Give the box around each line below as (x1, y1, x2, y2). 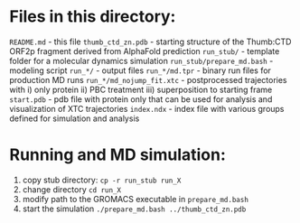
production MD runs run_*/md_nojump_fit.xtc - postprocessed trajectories (9, 74, 287, 85)
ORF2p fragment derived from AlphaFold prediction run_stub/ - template (9, 45, 280, 56)
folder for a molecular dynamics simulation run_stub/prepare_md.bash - (9, 55, 274, 66)
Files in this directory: (9, 6, 176, 27)
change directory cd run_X (22, 183, 122, 195)
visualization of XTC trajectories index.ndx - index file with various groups (9, 103, 285, 114)
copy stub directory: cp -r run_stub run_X (22, 174, 182, 185)
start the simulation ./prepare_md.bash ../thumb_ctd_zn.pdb (22, 203, 247, 214)
